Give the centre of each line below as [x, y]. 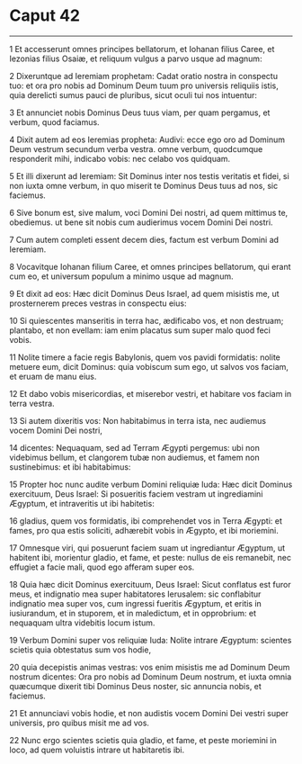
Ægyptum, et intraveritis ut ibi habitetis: [82, 503]
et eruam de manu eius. [53, 376]
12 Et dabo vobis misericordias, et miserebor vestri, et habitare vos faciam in [151, 393]
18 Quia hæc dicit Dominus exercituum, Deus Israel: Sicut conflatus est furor [150, 584]
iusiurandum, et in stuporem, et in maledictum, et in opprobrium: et [133, 613]
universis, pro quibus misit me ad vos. [80, 723]
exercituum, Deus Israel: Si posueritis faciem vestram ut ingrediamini [136, 494]
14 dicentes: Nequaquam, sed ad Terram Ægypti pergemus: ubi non [135, 447]
